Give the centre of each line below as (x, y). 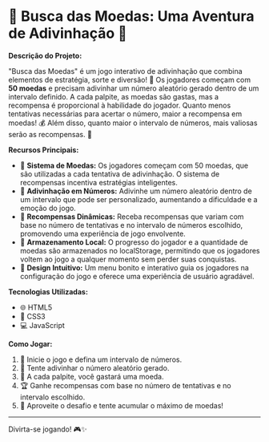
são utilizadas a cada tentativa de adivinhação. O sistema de (120, 174)
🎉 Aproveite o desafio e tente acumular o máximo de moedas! (122, 405)
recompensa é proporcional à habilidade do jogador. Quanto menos (120, 105)
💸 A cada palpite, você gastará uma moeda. (92, 376)
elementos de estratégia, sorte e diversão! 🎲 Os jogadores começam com (129, 79)
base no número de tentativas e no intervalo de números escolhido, (131, 225)
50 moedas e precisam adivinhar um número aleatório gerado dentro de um (134, 88)
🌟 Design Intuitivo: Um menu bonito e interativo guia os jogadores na (134, 267)
